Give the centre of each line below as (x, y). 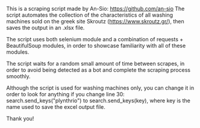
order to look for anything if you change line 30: (65, 94)
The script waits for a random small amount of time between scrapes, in (95, 63)
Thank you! (20, 118)
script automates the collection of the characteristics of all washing (90, 15)
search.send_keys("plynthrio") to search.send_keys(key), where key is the (98, 100)
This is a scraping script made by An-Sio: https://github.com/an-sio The (95, 9)
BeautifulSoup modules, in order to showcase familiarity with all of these (96, 45)
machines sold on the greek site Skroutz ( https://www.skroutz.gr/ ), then (95, 21)
